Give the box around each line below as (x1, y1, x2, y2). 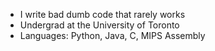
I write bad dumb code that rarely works (19, 9, 186, 20)
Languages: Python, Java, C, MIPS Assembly (19, 30, 206, 41)
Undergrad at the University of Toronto (19, 19, 180, 31)
